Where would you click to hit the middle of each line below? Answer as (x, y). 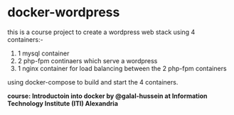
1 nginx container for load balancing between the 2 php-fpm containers (122, 68)
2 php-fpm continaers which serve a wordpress (87, 60)
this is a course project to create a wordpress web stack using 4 (101, 32)
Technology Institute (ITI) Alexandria (63, 103)
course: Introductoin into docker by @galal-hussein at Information (107, 96)
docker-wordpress (64, 12)
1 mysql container (43, 53)
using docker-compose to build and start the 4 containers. (93, 82)
